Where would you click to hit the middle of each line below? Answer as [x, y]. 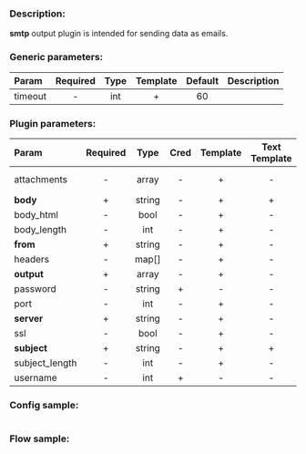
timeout [31, 96]
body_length [40, 229]
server [29, 318]
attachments [41, 179]
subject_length [46, 363]
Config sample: [44, 405]
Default [202, 80]
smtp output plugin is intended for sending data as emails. [119, 34]
